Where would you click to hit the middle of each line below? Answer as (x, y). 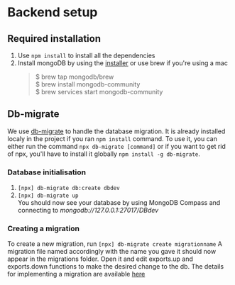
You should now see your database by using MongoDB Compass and (119, 203)
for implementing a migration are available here (76, 274)
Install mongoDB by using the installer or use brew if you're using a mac (123, 63)
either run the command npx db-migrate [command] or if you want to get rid (116, 146)
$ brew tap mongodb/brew (75, 77)
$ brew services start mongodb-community (99, 92)
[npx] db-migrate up (48, 196)
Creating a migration (44, 229)
